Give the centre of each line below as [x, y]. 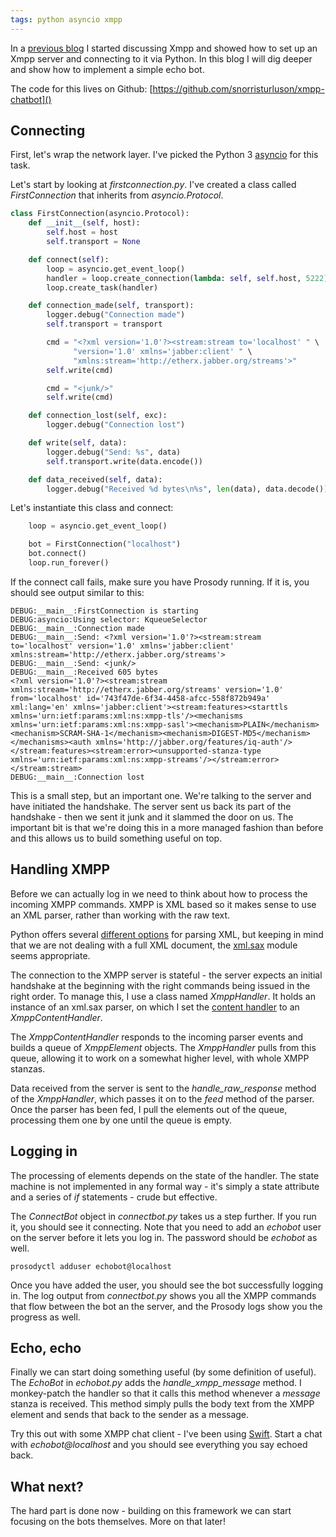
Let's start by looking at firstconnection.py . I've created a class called [153, 185]
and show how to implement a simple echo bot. [107, 69]
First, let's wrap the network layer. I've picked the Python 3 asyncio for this [164, 155]
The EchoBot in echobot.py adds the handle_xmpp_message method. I [156, 1383]
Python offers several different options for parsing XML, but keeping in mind [167, 934]
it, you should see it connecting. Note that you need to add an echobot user [166, 1227]
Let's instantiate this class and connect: [92, 508]
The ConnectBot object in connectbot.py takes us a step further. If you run [163, 1216]
